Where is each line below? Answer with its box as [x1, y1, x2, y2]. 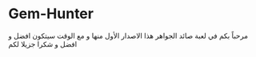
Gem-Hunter [8, 5, 94, 23]
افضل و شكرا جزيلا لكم [8, 39, 78, 48]
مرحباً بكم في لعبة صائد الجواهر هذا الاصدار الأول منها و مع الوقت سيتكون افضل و [8, 31, 248, 40]
